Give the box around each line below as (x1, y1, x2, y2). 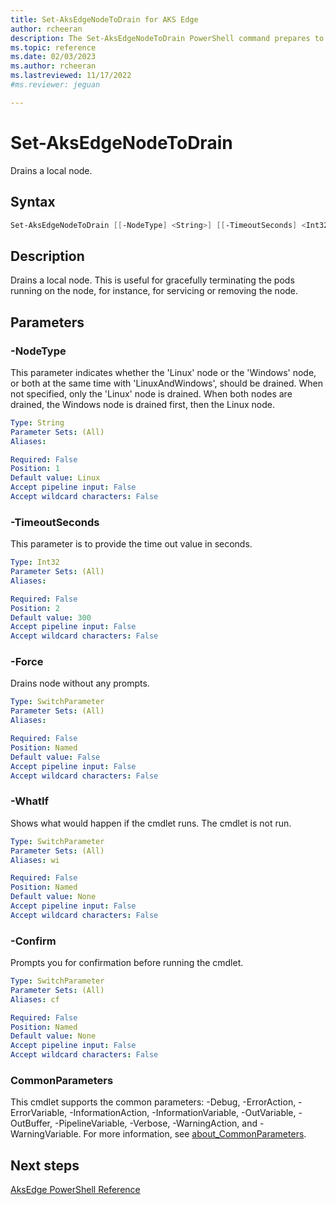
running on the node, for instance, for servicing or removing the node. (10, 285, 299, 297)
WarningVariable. (10, 1128, 82, 1140)
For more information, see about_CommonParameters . (83, 1128, 307, 1140)
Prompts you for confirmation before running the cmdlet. (10, 957, 244, 969)
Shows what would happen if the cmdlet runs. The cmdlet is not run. (10, 817, 292, 829)
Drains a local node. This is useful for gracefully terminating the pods (10, 274, 295, 286)
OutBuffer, (10, 1117, 53, 1130)
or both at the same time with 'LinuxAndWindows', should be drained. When (10, 377, 324, 389)
